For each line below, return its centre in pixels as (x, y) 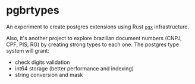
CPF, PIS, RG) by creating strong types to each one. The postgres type (93, 44)
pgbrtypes (33, 10)
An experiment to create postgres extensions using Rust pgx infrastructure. (98, 27)
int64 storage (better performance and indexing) (74, 68)
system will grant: (28, 50)
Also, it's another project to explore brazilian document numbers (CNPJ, (94, 38)
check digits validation (42, 62)
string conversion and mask (49, 75)
